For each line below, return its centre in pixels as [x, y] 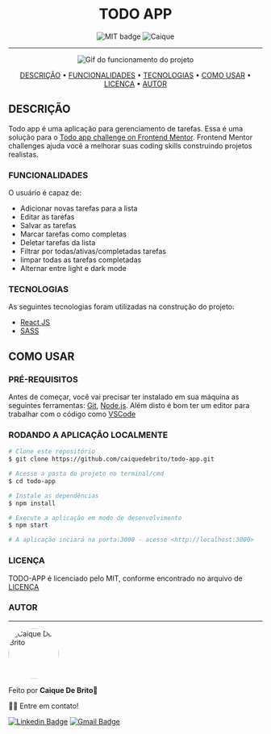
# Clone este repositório [52, 452]
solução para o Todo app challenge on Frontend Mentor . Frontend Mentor [130, 137]
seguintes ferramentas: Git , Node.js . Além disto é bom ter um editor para [129, 406]
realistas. [23, 154]
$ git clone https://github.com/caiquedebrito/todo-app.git [112, 459]
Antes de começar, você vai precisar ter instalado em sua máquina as [124, 397]
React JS [35, 323]
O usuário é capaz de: [45, 193]
